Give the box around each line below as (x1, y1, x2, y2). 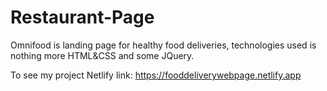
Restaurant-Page (10, 6, 155, 29)
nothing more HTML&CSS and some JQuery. (10, 49, 195, 61)
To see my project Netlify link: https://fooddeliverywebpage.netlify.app (10, 69, 302, 81)
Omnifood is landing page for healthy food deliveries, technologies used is (10, 39, 317, 51)
